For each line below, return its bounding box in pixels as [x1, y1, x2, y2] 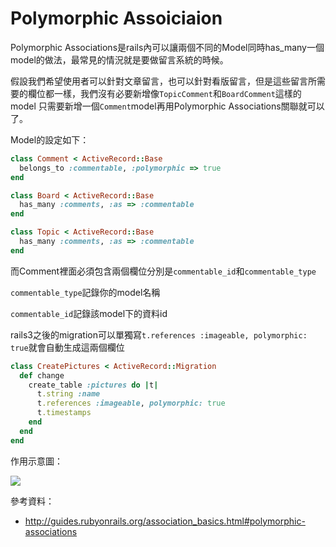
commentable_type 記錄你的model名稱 [10, 286, 161, 298]
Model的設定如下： [10, 133, 90, 146]
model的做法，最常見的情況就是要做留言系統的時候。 [10, 53, 229, 66]
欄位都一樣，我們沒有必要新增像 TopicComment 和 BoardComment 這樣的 [27, 87, 302, 99]
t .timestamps [36, 408, 92, 418]
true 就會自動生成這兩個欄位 [10, 341, 125, 353]
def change [19, 370, 65, 381]
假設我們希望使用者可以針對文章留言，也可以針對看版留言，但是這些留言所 [10, 75, 317, 87]
